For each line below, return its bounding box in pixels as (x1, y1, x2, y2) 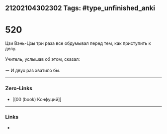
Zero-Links (5, 85, 33, 92)
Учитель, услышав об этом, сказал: (5, 56, 81, 62)
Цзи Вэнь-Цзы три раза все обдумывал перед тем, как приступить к (5, 40, 151, 46)
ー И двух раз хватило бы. (5, 67, 61, 74)
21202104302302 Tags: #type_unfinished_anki (5, 4, 156, 12)
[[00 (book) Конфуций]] (12, 96, 62, 102)
